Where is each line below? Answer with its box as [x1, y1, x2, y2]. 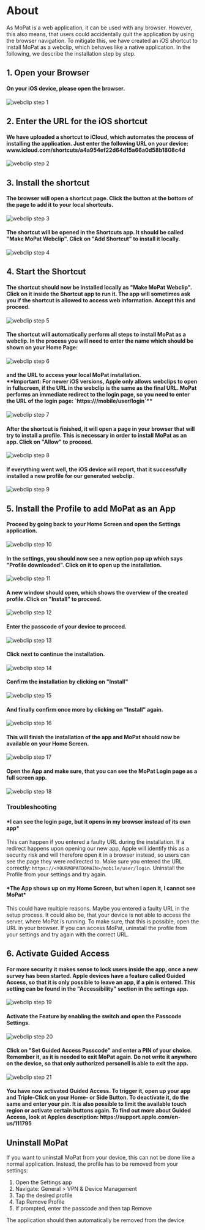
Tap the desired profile [15, 1191, 73, 1199]
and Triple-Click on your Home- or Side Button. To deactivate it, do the [6, 1094, 189, 1101]
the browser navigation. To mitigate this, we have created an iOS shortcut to [6, 37, 198, 44]
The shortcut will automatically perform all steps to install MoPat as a [6, 331, 187, 338]
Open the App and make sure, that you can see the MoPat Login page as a [6, 767, 198, 775]
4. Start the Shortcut [6, 267, 86, 277]
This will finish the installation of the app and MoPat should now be [6, 733, 181, 740]
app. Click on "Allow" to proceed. [6, 438, 93, 445]
